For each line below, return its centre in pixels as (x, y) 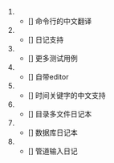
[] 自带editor (48, 77)
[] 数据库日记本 (53, 132)
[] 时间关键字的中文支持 (67, 95)
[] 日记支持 (46, 40)
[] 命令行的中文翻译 (60, 21)
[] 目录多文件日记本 (60, 114)
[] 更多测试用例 (53, 58)
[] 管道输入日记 (53, 151)
